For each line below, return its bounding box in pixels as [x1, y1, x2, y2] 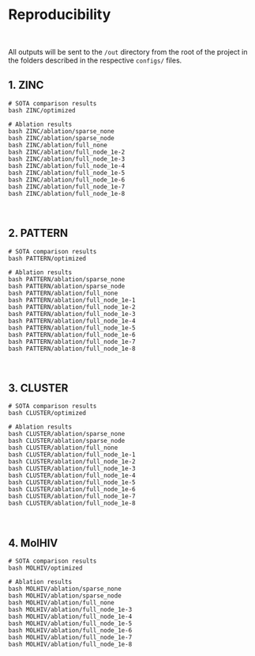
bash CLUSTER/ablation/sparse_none [8, 430, 126, 438]
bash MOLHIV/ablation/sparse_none [8, 585, 122, 593]
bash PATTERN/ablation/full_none [8, 289, 118, 297]
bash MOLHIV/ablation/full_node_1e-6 [8, 627, 133, 635]
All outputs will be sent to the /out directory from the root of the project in [8, 47, 248, 56]
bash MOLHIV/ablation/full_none [8, 599, 114, 607]
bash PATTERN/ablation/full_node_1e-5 [8, 323, 136, 332]
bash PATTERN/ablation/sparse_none [8, 275, 126, 283]
